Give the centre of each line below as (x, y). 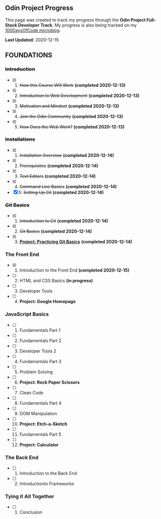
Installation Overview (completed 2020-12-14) (67, 155)
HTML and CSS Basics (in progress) (56, 281)
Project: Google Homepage (47, 301)
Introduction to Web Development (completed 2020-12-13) (79, 96)
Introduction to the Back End (48, 473)
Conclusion (31, 512)
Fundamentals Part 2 (40, 341)
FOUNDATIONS (29, 55)
